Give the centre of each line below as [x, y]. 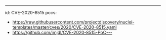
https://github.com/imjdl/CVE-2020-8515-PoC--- [62, 32]
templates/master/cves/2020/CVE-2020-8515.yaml [64, 27]
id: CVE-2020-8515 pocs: [31, 12]
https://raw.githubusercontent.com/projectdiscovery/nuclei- [73, 22]
